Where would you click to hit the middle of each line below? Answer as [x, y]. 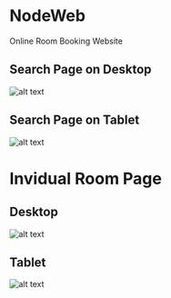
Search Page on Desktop [80, 70]
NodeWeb [48, 16]
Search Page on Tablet [75, 120]
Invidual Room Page [85, 179]
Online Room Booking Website [66, 41]
